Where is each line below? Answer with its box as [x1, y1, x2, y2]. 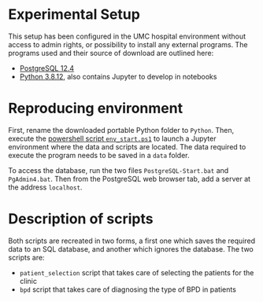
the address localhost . [8, 182, 83, 192]
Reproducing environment [8, 100, 183, 117]
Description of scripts [8, 210, 154, 228]
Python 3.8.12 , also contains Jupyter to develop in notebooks [19, 72, 217, 81]
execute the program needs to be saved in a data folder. [8, 150, 191, 160]
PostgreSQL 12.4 [19, 63, 75, 72]
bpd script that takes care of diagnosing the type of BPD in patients [19, 285, 236, 294]
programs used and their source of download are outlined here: [8, 48, 214, 57]
